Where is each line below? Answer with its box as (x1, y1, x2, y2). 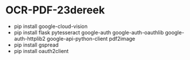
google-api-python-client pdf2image (47, 35, 136, 42)
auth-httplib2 (13, 35, 46, 42)
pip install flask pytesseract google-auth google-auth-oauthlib (13, 29, 164, 36)
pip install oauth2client (13, 47, 69, 54)
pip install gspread (13, 41, 59, 48)
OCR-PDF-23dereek (5, 3, 105, 17)
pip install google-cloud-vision (13, 23, 88, 30)
